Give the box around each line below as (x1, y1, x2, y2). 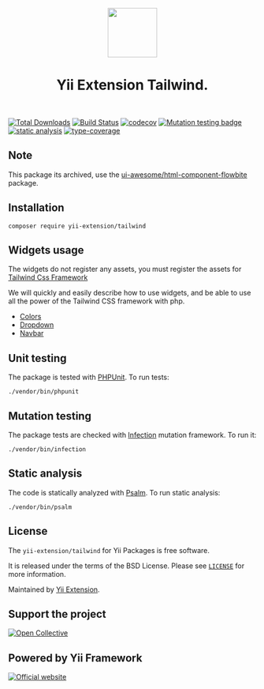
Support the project (8, 608, 106, 621)
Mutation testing (8, 409, 92, 423)
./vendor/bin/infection (8, 446, 87, 454)
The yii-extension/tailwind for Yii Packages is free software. (8, 545, 210, 555)
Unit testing (8, 352, 67, 365)
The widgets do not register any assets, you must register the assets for (8, 265, 242, 274)
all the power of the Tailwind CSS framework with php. (8, 296, 185, 306)
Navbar (19, 329, 44, 338)
